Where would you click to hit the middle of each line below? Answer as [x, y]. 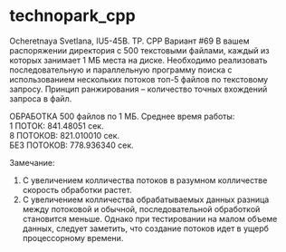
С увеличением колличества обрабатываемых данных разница [146, 199]
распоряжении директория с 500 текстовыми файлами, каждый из [139, 50]
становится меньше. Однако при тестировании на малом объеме [150, 218]
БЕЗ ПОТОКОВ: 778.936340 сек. [71, 145]
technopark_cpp [72, 16]
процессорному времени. [73, 237]
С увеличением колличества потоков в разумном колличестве [145, 180]
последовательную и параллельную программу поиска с [121, 70]
